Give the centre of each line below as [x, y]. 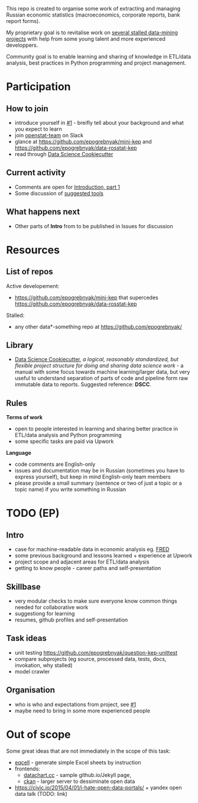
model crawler [32, 671]
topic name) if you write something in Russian [70, 490]
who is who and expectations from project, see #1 [75, 704]
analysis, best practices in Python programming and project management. [96, 63]
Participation [38, 87]
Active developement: [33, 286]
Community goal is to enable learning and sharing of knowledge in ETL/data [99, 56]
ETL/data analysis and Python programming [68, 435]
